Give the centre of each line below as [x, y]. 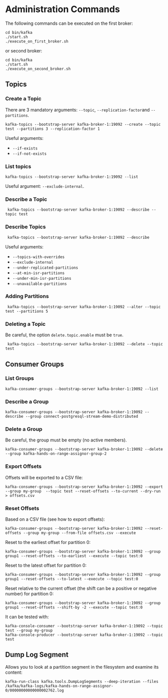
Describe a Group [27, 402]
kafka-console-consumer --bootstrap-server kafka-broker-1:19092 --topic [84, 626]
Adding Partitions [27, 296]
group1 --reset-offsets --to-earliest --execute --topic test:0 [74, 556]
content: [14, 672]
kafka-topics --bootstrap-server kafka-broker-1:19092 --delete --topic [85, 344]
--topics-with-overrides [38, 257]
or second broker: [24, 51]
